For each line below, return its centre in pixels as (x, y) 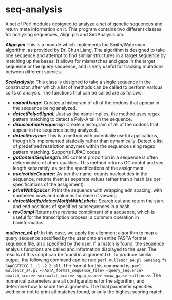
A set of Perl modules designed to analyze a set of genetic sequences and (84, 24)
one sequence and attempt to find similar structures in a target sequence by (85, 55)
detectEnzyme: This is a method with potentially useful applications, (85, 135)
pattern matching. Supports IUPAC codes (56, 152)
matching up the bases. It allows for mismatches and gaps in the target (80, 61)
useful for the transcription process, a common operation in (76, 217)
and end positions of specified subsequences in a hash (71, 206)
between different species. (34, 72)
